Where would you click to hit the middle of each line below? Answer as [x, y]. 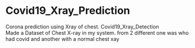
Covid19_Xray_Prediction [68, 11]
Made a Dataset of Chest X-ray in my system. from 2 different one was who [97, 32]
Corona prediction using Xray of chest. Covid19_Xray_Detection [82, 27]
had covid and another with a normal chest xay [62, 39]
